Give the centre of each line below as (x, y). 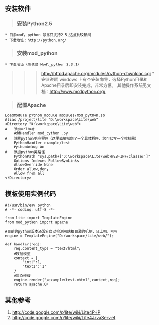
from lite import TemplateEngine (39, 218)
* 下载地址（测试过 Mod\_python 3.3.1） (43, 65)
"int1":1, (32, 262)
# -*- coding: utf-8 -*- (30, 210)
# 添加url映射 (20, 129)
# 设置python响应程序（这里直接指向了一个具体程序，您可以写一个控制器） (72, 139)
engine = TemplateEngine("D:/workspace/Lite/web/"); (59, 236)
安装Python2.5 (34, 24)
